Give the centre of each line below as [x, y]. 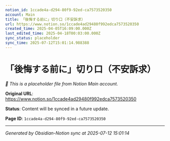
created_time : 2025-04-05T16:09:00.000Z [49, 29]
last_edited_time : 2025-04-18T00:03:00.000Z [53, 33]
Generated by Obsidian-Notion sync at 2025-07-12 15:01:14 [68, 133]
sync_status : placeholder [32, 38]
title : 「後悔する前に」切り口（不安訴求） [45, 19]
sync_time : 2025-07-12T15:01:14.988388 [47, 43]
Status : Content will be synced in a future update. [57, 109]
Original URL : [19, 93]
